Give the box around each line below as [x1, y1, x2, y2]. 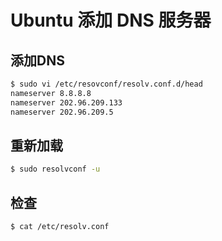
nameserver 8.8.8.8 [10, 88, 92, 98]
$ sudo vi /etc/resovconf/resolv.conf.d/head [10, 79, 203, 89]
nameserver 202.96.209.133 [10, 97, 123, 108]
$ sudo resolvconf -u [10, 164, 101, 175]
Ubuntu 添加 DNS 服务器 [10, 9, 212, 32]
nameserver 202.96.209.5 [10, 107, 114, 117]
